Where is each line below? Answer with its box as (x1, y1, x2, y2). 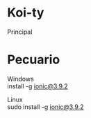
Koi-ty (7, 5, 44, 21)
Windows (7, 75, 35, 83)
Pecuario (7, 52, 60, 68)
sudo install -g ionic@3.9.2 (7, 102, 84, 111)
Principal (7, 28, 33, 36)
